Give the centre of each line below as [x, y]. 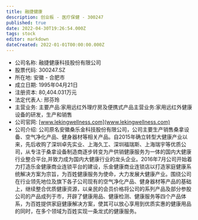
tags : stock [21, 34]
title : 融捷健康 [24, 12]
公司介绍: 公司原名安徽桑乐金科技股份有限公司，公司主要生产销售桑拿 [99, 129]
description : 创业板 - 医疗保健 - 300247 [55, 17]
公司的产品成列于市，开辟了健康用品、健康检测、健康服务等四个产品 [98, 196]
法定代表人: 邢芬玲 [37, 99]
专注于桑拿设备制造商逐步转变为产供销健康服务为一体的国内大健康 [111, 152]
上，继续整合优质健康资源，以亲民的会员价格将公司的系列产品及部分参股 [103, 188]
